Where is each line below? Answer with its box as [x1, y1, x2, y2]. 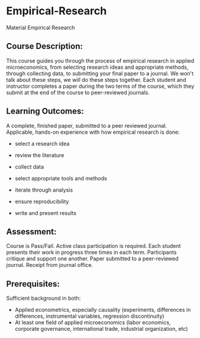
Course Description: [6, 41, 83, 51]
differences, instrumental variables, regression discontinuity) [14, 312, 165, 320]
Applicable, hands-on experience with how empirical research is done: [6, 128, 180, 136]
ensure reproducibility [14, 198, 69, 205]
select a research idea [14, 140, 70, 147]
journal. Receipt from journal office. [6, 262, 94, 269]
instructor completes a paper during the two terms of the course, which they [6, 82, 195, 90]
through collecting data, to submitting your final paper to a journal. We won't [6, 70, 194, 77]
